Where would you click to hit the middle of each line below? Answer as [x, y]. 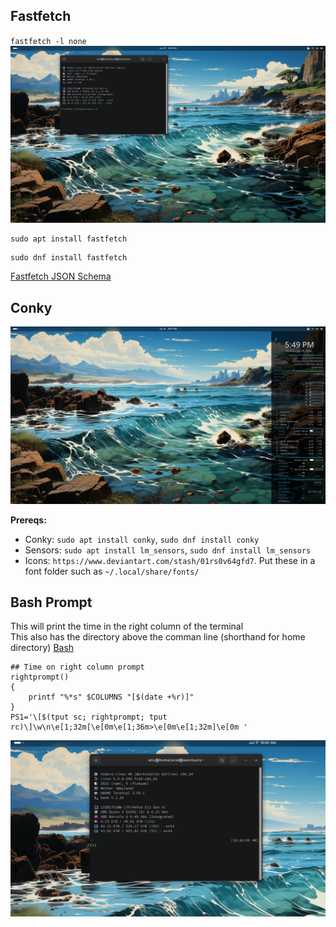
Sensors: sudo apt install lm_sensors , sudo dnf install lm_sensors [168, 550]
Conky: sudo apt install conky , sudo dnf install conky [142, 539]
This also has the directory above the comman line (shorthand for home [158, 637]
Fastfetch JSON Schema [61, 276]
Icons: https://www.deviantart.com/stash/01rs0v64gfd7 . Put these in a [170, 560]
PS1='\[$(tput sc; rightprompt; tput [89, 717]
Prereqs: [28, 520]
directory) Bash [42, 648]
